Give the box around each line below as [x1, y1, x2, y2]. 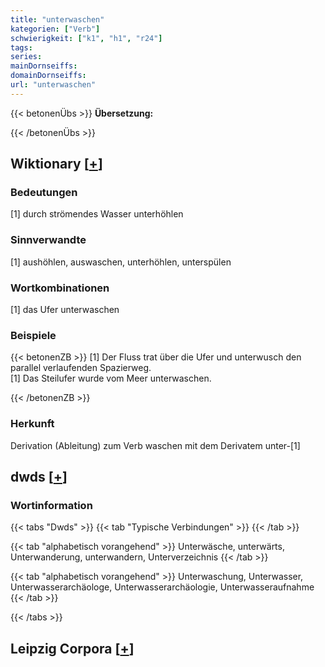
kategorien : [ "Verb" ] [10, 24, 101, 34]
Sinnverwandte [10, 233, 87, 247]
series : [10, 52, 43, 62]
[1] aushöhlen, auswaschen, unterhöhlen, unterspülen [10, 256, 232, 268]
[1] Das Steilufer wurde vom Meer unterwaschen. [10, 372, 212, 385]
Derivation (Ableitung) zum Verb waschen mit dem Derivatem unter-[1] [10, 439, 301, 451]
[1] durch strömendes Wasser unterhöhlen [10, 208, 184, 220]
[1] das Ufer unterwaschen [10, 304, 120, 316]
